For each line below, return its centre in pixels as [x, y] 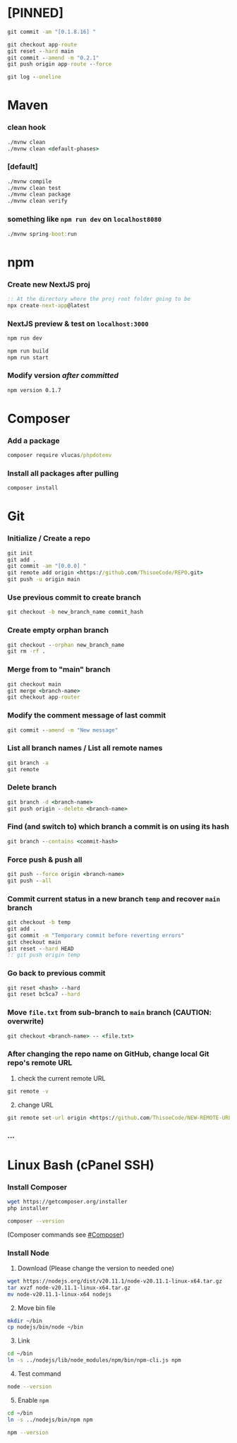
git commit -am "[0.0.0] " [47, 566]
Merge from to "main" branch [59, 670]
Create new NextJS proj [49, 284]
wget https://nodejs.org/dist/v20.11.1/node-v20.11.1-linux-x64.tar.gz [115, 1281]
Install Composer [37, 1187]
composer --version [36, 1221]
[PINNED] [36, 13]
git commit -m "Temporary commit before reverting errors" [96, 935]
